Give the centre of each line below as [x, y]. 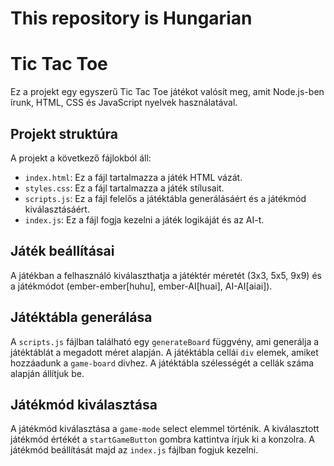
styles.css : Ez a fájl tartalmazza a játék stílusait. [124, 188]
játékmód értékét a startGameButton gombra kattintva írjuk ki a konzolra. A [162, 439]
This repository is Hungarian [131, 18]
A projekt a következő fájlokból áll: [81, 158]
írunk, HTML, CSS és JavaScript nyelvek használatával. [124, 103]
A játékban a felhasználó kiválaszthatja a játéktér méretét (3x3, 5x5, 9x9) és [166, 275]
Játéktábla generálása [81, 317]
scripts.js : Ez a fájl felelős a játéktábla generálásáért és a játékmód [165, 198]
